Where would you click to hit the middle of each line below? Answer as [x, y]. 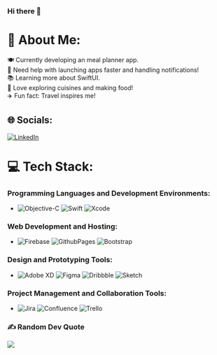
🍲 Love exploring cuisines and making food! [70, 87]
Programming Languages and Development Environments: [109, 193]
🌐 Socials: [30, 121]
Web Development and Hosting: [62, 226]
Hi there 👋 [24, 11]
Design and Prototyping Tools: [60, 260]
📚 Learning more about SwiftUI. [54, 78]
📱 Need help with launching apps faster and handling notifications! [103, 70]
